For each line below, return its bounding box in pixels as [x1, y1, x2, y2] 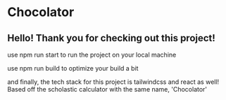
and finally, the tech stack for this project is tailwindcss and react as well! [7, 78, 220, 86]
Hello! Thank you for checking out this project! [7, 32, 216, 44]
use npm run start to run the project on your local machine [7, 50, 177, 59]
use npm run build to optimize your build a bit [7, 64, 139, 72]
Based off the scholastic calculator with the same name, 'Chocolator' [7, 85, 208, 93]
